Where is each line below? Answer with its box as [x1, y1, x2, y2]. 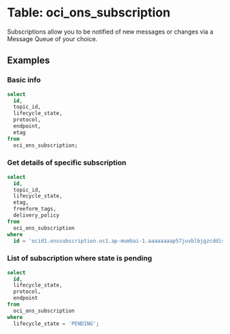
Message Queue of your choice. [7, 34, 98, 43]
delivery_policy [13, 212, 60, 219]
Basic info [7, 75, 41, 85]
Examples [7, 55, 50, 67]
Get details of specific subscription [7, 158, 127, 167]
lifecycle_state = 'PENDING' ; [13, 320, 99, 327]
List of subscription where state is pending [7, 254, 153, 263]
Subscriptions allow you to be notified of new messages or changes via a [7, 27, 214, 36]
